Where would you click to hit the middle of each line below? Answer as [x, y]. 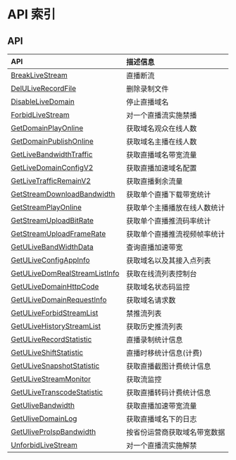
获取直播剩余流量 [155, 181]
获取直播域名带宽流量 [162, 155]
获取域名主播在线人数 [162, 142]
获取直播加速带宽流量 [162, 406]
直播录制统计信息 [155, 340]
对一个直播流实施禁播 [162, 115]
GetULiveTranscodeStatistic [57, 392]
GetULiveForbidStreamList [55, 313]
